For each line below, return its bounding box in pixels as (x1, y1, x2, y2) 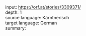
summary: (5, 25, 26, 31)
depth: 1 (5, 9, 22, 15)
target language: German (5, 20, 57, 26)
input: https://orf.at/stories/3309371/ (5, 4, 81, 10)
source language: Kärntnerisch (5, 15, 69, 20)
